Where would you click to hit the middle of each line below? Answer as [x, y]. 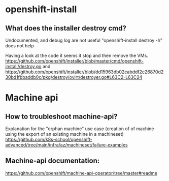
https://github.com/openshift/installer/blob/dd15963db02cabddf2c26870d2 [84, 72]
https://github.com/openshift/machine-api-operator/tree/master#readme [81, 173]
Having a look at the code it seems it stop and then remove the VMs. [77, 55]
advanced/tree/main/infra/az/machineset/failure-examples [66, 145]
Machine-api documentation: [53, 161]
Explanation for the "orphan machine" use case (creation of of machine [80, 129]
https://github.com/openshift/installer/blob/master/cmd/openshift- [74, 61]
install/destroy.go [23, 66]
